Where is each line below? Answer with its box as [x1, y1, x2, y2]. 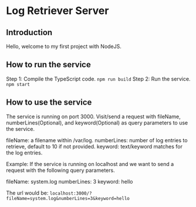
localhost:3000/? [49, 190, 92, 196]
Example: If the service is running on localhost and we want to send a [6, 160, 174, 167]
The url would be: [6, 189, 49, 196]
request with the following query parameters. [6, 167, 116, 174]
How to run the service [6, 60, 91, 70]
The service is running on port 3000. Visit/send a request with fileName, [6, 113, 181, 120]
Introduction [6, 27, 53, 37]
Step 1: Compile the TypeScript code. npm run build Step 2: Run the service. [6, 75, 191, 82]
